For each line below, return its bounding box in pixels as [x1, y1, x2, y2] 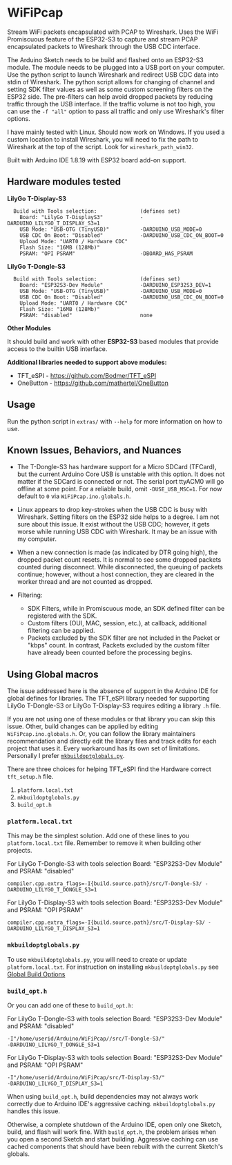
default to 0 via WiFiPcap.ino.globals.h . [17, 492, 131, 500]
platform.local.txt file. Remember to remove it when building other [7, 839, 202, 847]
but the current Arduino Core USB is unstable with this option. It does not [17, 470, 225, 478]
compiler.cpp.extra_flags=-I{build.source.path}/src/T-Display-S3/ [7, 919, 206, 927]
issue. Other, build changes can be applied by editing [7, 722, 159, 730]
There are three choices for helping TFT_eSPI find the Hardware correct [7, 765, 212, 773]
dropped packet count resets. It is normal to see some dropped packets [17, 556, 222, 564]
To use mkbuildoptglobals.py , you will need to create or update [7, 955, 188, 963]
